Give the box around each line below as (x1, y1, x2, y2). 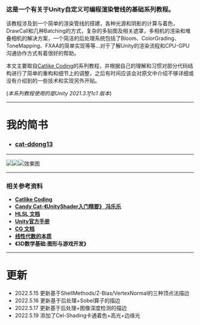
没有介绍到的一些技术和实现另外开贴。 (6, 77, 100, 85)
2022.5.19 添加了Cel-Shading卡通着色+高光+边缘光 (14, 312, 140, 319)
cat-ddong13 (14, 140, 54, 148)
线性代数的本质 (14, 233, 52, 240)
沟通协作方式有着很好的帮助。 (6, 49, 79, 57)
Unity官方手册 (14, 218, 50, 225)
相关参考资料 (6, 182, 43, 190)
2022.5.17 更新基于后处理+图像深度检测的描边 (14, 305, 127, 312)
